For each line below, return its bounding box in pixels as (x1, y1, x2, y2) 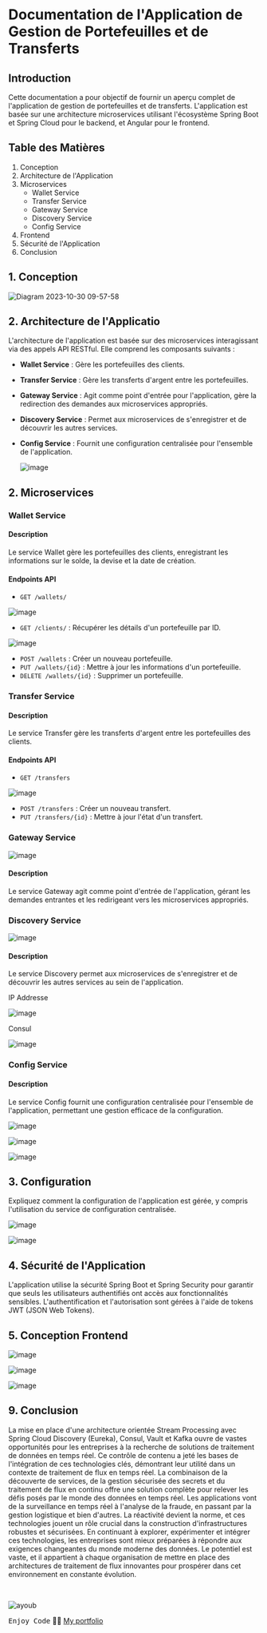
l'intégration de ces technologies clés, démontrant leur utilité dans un (8, 1459, 236, 1468)
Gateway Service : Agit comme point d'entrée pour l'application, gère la (19, 391, 257, 400)
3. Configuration (8, 1175, 92, 1188)
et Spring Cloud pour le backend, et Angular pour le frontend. (8, 118, 210, 127)
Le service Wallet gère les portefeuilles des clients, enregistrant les (8, 547, 229, 557)
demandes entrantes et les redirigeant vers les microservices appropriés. (8, 895, 249, 904)
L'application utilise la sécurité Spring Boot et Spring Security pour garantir (8, 1280, 253, 1289)
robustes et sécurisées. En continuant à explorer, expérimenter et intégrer (8, 1527, 251, 1536)
